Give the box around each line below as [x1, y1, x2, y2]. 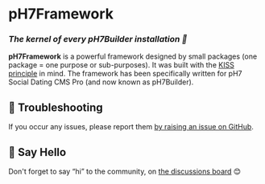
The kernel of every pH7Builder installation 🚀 [8, 34, 188, 45]
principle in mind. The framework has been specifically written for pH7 [8, 69, 243, 79]
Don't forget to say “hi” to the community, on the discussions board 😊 [8, 166, 242, 177]
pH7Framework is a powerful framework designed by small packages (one [8, 51, 258, 61]
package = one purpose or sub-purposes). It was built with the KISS [8, 60, 235, 70]
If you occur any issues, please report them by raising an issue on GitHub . [8, 122, 254, 132]
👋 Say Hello [8, 145, 67, 159]
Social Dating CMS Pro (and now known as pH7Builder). [8, 77, 194, 87]
